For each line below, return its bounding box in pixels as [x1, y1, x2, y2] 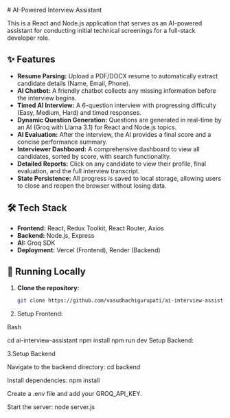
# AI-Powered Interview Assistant [7, 6, 102, 14]
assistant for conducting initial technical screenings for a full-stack [7, 27, 196, 34]
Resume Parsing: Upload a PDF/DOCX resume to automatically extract [16, 71, 218, 80]
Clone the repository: [16, 284, 80, 292]
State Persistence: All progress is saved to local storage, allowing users [16, 174, 222, 182]
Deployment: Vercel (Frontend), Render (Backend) [16, 245, 161, 254]
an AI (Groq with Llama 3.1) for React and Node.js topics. [16, 123, 177, 131]
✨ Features [7, 54, 56, 65]
